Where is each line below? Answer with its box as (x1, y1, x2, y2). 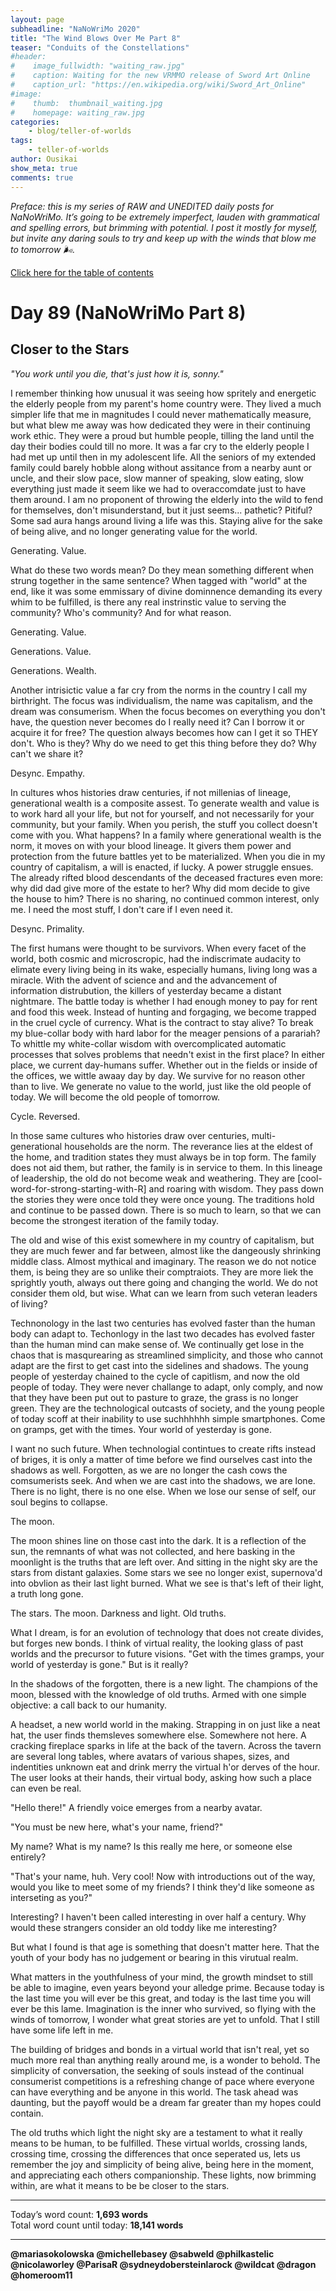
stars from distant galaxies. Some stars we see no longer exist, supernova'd (10, 1566, 323, 1578)
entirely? (10, 1851, 47, 1863)
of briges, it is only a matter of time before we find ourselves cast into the (10, 1453, 313, 1465)
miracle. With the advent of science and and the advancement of (10, 974, 278, 986)
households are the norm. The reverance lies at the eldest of (64, 1140, 313, 1152)
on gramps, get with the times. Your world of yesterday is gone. (10, 1423, 272, 1435)
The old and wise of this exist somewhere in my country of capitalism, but (10, 1234, 315, 1246)
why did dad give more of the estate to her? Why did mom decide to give (10, 882, 311, 894)
